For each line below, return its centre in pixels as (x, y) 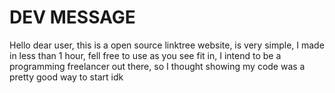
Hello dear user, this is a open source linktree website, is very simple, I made (167, 45)
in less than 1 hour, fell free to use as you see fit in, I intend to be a (145, 55)
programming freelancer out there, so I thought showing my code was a (157, 66)
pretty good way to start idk (66, 77)
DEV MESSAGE (72, 17)
